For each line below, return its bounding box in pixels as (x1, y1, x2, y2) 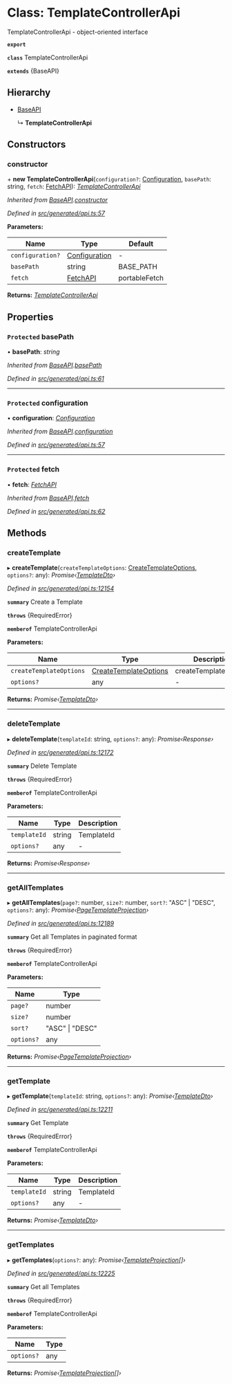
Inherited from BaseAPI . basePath (7, 361, 102, 370)
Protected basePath (7, 332, 75, 341)
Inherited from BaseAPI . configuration (7, 427, 113, 435)
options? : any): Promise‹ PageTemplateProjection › (7, 906, 149, 914)
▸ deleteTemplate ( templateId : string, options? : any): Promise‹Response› (7, 735, 214, 743)
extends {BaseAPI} (7, 66, 60, 75)
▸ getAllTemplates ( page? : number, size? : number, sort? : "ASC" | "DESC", (7, 899, 215, 906)
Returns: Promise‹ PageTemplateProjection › (7, 1052, 132, 1061)
